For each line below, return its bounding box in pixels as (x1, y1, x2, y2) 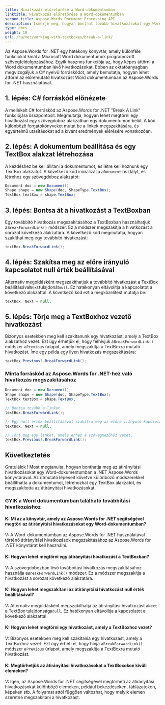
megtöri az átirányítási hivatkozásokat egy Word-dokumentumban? (5, 521, 146, 527)
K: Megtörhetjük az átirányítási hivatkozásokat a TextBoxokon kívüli (5, 662, 147, 668)
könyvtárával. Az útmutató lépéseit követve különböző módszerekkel (5, 475, 144, 481)
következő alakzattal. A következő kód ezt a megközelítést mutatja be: (5, 289, 147, 295)
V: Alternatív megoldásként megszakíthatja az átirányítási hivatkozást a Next (5, 602, 158, 608)
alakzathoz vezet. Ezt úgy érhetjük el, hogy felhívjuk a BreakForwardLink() (5, 338, 154, 344)
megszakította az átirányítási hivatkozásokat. (5, 485, 96, 491)
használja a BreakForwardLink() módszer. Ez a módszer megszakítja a (5, 570, 145, 576)
